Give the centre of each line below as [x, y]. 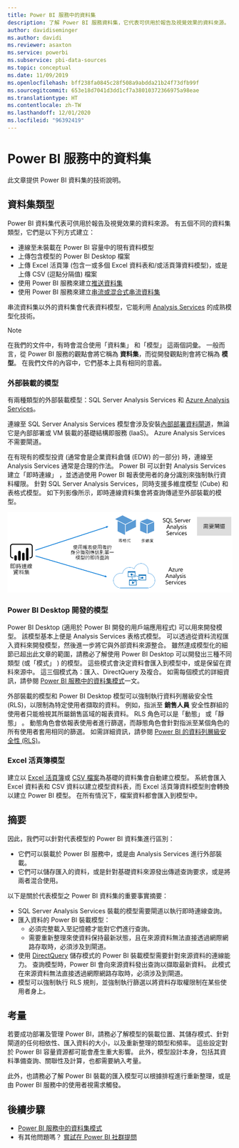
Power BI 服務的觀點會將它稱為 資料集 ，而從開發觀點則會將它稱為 [124, 354]
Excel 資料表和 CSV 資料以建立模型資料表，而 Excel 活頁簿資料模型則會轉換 [118, 786]
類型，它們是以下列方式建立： [51, 232]
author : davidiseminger [43, 30]
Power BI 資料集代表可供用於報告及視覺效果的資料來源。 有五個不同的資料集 [119, 223]
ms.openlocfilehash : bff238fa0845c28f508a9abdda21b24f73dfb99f [103, 83]
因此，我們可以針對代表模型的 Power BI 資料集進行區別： [91, 838]
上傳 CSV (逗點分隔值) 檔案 [57, 274]
